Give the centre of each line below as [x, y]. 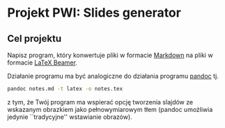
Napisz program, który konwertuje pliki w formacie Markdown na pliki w [110, 55]
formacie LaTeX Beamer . [42, 63]
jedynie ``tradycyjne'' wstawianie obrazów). [70, 117]
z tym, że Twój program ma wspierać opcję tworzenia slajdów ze [100, 102]
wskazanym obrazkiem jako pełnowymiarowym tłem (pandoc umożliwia [110, 109]
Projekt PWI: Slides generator [94, 13]
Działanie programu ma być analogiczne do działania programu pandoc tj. [113, 76]
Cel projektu [34, 39]
